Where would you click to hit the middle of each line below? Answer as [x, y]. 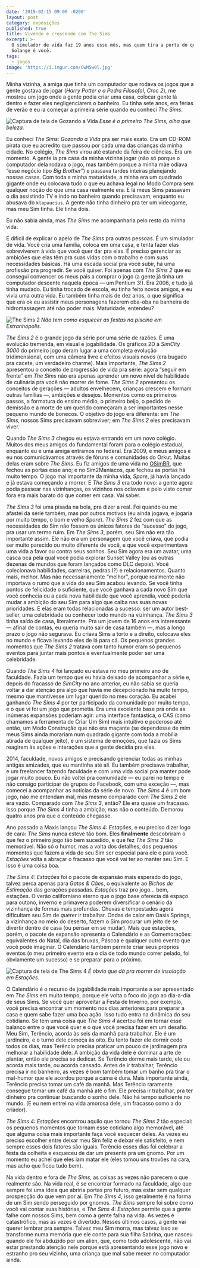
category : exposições [33, 23]
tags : [13, 56]
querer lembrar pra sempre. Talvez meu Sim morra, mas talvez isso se [92, 1228]
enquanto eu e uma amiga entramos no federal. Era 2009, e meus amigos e [99, 451]
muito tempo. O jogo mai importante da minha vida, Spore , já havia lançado [98, 476]
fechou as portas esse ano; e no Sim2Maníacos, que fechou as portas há [96, 470]
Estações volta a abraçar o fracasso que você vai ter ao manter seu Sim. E [98, 859]
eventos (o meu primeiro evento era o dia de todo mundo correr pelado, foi [98, 953]
